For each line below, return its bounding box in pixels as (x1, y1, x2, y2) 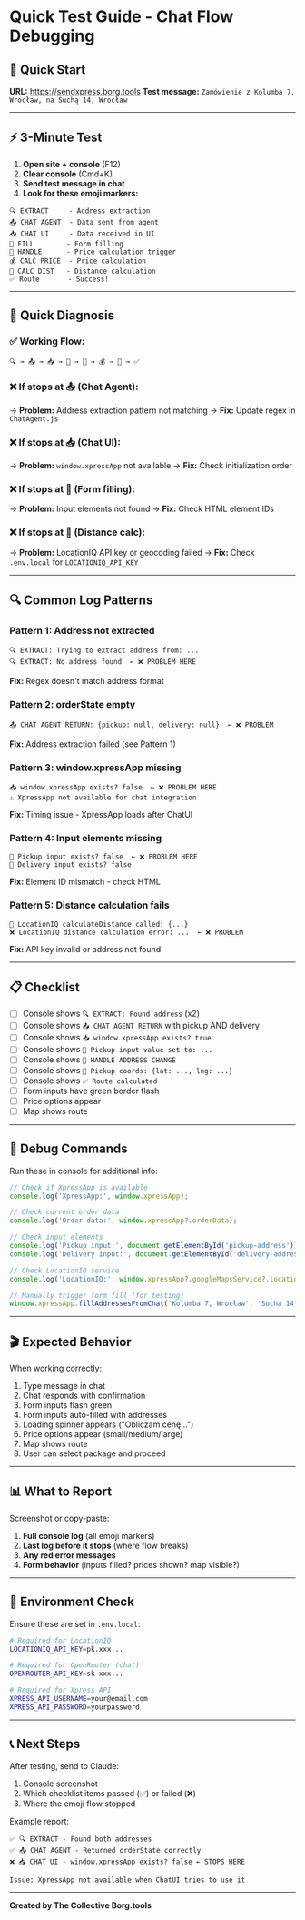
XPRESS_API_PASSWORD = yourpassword (9, 1703, 141, 1712)
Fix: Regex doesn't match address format (9, 676, 165, 687)
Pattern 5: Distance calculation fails (9, 899, 170, 911)
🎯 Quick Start (9, 62, 86, 77)
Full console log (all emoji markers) (22, 1530, 155, 1541)
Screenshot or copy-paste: (9, 1513, 110, 1523)
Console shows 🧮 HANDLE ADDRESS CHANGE (22, 1054, 177, 1065)
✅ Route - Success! (9, 275, 109, 284)
